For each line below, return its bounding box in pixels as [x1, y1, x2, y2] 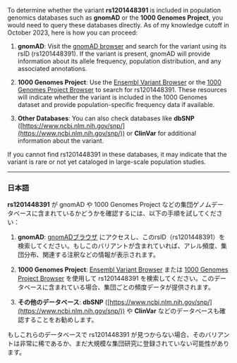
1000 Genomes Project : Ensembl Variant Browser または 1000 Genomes [17, 265, 229, 274]
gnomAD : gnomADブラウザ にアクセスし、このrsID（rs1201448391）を [17, 233, 226, 241]
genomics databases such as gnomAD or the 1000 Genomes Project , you [7, 13, 224, 22]
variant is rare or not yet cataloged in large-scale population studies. [7, 158, 207, 166]
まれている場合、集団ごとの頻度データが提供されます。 [54, 283, 215, 291]
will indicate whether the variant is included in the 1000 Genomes [17, 93, 207, 101]
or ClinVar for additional [126, 129, 196, 137]
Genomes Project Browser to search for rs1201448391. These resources [17, 86, 227, 94]
